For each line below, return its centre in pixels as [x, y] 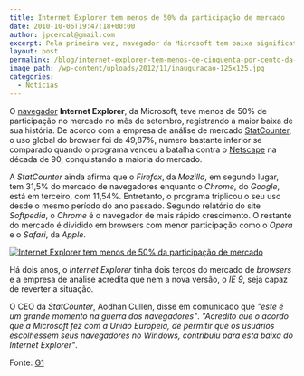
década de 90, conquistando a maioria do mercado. [106, 159]
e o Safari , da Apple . [47, 234]
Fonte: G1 [27, 362]
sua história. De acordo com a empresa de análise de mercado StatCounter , [151, 130]
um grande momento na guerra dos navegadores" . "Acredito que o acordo [149, 316]
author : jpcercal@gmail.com [62, 34]
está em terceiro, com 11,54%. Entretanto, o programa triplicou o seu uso [145, 196]
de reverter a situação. [52, 289]
